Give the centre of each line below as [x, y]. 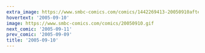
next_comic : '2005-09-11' [39, 29]
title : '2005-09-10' [33, 40]
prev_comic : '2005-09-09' [39, 35]
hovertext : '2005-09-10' [38, 18]
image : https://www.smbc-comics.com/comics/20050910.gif [80, 23]
